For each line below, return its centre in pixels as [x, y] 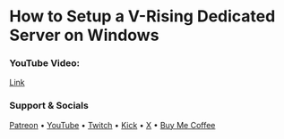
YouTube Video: [45, 63]
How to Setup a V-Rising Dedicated [142, 16]
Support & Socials [49, 106]
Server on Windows [84, 35]
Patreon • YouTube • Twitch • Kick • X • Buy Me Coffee [112, 125]
